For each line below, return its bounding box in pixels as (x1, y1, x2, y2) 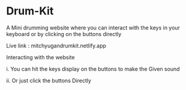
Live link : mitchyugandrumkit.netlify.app (6, 42, 107, 49)
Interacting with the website (6, 53, 75, 61)
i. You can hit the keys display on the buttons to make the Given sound (6, 65, 180, 73)
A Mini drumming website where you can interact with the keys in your (6, 24, 180, 31)
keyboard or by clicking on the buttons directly (6, 30, 122, 37)
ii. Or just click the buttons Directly (6, 77, 92, 84)
